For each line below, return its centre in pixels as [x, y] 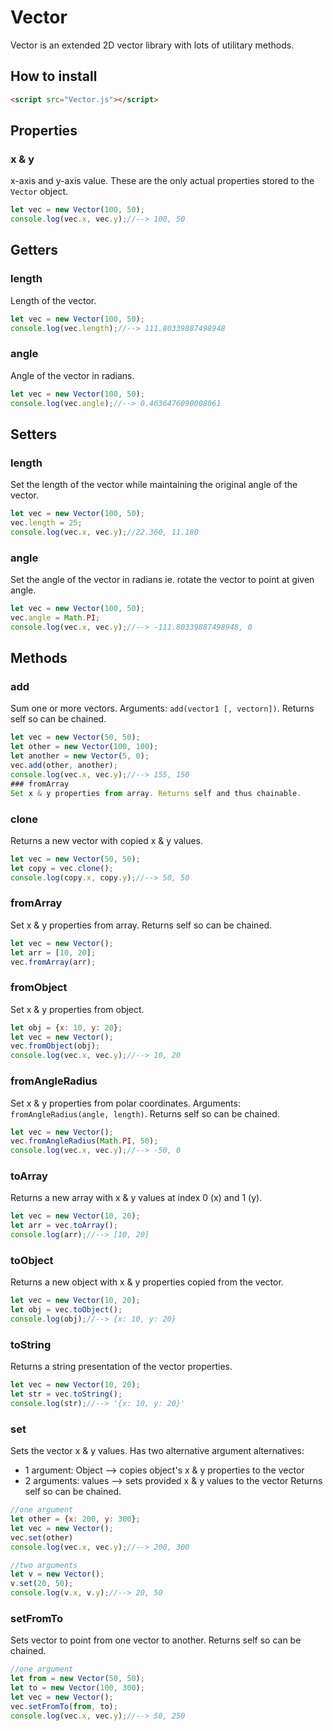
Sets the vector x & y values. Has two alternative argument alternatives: [157, 1451]
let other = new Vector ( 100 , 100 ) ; [84, 747]
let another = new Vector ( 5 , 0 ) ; [80, 756]
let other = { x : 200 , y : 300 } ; [75, 1519]
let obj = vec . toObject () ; [66, 1310]
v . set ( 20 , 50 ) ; [42, 1584]
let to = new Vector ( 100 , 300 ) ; [77, 1688]
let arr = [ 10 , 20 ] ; [53, 952]
